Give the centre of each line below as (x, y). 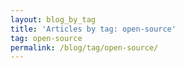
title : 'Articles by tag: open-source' (93, 29)
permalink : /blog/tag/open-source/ (84, 47)
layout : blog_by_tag (53, 19)
